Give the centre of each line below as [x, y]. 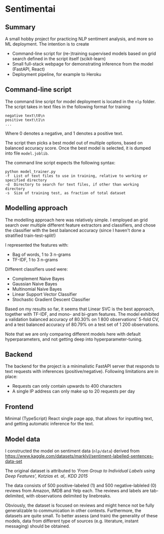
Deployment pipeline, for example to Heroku [57, 74]
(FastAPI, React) [28, 69]
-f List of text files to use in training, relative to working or [76, 176]
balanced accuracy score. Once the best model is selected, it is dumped [78, 148]
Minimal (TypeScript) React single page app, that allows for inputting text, [79, 418]
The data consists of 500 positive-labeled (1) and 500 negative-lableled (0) [81, 486]
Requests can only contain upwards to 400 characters [67, 386]
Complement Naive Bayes [38, 279]
